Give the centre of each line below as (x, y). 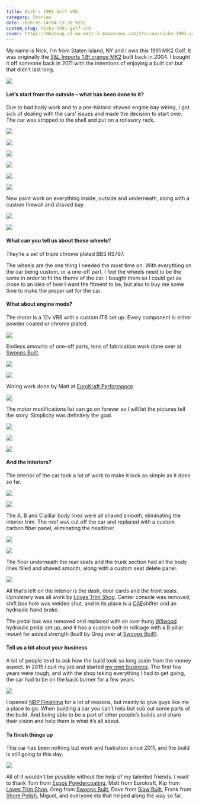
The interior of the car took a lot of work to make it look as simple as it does (98, 475)
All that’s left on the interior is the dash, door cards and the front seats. (92, 591)
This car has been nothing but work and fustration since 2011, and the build (98, 748)
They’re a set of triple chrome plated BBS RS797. (65, 253)
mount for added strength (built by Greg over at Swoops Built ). (82, 633)
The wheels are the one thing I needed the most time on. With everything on (99, 265)
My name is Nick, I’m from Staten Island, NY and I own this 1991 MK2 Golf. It (99, 50)
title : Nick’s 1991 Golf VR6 (42, 12)
